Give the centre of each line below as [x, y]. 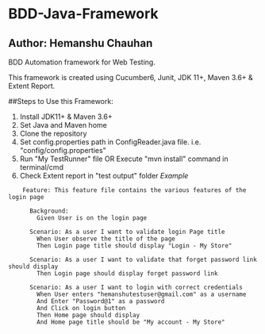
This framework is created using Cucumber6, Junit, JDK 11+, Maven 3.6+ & [131, 77]
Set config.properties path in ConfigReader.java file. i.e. [110, 142]
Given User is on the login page [92, 218]
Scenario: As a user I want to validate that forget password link [143, 259]
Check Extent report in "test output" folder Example [104, 176]
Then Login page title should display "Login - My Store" [134, 246]
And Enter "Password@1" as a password [101, 301]
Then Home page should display [88, 315]
